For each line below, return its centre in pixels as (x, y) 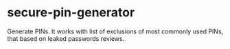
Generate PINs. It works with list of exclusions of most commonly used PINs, (115, 31)
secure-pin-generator (71, 13)
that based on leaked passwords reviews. (66, 38)
